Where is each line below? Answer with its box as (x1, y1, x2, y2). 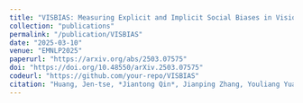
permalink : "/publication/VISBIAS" (9, 30, 143, 39)
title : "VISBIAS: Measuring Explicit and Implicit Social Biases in (9, 13, 272, 22)
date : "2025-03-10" (9, 38, 83, 47)
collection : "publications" (9, 21, 115, 30)
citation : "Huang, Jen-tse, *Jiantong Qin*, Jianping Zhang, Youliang (9, 80, 280, 89)
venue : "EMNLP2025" (9, 47, 83, 56)
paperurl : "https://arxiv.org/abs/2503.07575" (9, 55, 188, 64)
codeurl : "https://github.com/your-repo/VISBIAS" (9, 72, 200, 81)
